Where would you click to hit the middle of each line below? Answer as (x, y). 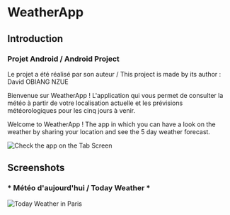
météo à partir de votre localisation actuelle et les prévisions (95, 103)
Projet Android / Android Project (64, 59)
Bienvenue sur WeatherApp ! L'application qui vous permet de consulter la (115, 95)
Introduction (35, 39)
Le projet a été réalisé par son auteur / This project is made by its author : (114, 74)
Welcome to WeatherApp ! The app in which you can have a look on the (111, 124)
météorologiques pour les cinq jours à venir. (71, 110)
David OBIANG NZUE (38, 82)
